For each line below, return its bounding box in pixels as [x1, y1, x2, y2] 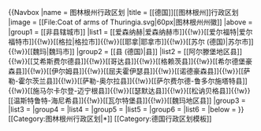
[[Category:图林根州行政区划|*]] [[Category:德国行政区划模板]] [8, 114, 212, 123]
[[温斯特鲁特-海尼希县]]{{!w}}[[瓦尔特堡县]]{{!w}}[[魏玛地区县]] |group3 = [8, 96, 246, 105]
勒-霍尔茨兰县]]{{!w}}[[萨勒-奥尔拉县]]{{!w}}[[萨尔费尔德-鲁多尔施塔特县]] [8, 76, 248, 86]
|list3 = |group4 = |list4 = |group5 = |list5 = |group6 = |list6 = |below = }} [8, 105, 244, 114]
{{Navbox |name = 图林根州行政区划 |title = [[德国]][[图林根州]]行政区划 [8, 8, 239, 16]
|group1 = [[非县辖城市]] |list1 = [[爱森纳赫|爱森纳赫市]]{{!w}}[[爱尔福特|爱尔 [8, 27, 253, 36]
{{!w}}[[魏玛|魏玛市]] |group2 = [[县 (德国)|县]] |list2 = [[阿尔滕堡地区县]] [8, 47, 243, 56]
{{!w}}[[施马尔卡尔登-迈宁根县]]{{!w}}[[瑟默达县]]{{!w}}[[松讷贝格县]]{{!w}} [8, 86, 251, 95]
